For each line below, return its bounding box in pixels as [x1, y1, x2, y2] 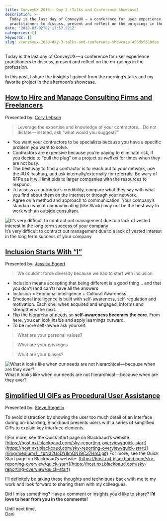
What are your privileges [17, 342, 68, 348]
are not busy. [12, 160, 40, 166]
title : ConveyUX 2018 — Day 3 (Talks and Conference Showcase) [5, 7, 139, 12]
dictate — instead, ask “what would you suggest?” [17, 129, 119, 135]
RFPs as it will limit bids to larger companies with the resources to [12, 176, 147, 182]
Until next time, [5, 506, 36, 512]
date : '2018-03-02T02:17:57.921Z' [5, 26, 77, 31]
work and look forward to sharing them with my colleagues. [5, 481, 127, 487]
